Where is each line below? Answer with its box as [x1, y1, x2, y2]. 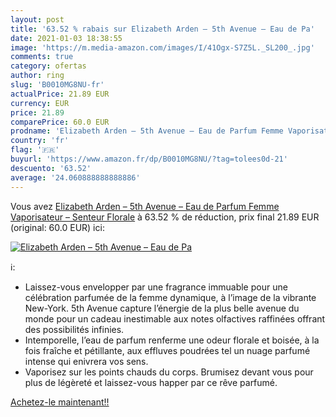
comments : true [10, 52, 74, 62]
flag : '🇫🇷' [10, 145, 60, 155]
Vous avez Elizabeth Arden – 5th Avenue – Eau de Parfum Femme [10, 200, 280, 212]
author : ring [10, 71, 65, 81]
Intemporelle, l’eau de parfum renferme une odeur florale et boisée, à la [24, 334, 320, 346]
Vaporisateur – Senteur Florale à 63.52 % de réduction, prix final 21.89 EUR [10, 211, 320, 223]
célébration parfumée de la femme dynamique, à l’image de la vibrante [24, 291, 317, 303]
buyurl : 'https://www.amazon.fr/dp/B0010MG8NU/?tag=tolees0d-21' [10, 154, 288, 164]
